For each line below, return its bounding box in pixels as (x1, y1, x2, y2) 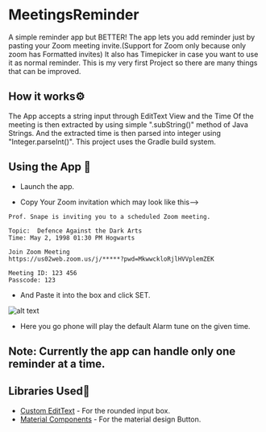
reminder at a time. (8, 356, 106, 371)
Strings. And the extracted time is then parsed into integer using (8, 128, 222, 138)
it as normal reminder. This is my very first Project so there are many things (8, 58, 258, 68)
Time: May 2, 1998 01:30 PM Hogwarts (8, 233, 135, 242)
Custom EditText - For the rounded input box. (19, 405, 171, 415)
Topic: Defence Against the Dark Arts (8, 227, 143, 235)
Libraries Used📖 (8, 385, 90, 398)
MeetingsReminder (8, 6, 139, 24)
